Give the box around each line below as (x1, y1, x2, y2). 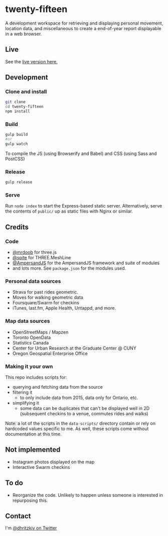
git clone (5, 99, 26, 105)
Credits (5, 223, 29, 231)
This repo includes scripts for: (5, 375, 67, 381)
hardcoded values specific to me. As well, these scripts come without (5, 426, 149, 432)
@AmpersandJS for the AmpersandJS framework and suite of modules (12, 260, 159, 266)
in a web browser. (5, 31, 42, 37)
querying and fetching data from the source (12, 384, 103, 390)
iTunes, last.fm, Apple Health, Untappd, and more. (12, 305, 116, 311)
